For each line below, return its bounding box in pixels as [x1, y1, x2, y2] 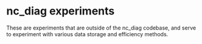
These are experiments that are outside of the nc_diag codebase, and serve [6, 24, 197, 31]
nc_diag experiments [6, 4, 115, 18]
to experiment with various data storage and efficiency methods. [6, 30, 169, 37]
